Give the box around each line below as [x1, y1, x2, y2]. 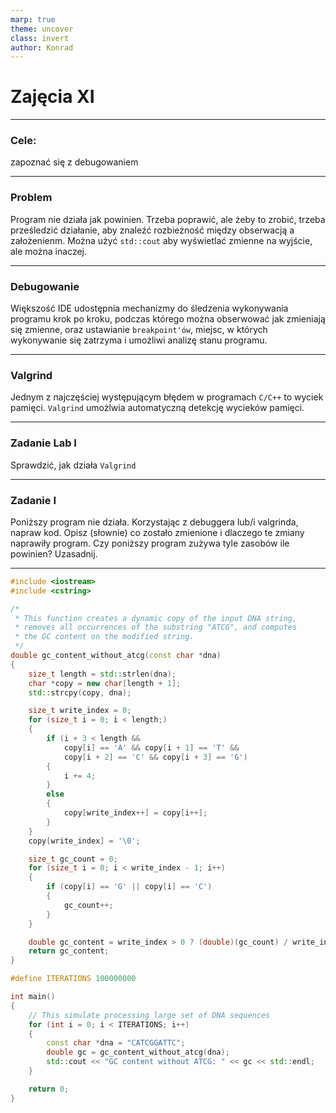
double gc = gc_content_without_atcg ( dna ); [46, 1047, 230, 1058]
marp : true [10, 14, 56, 25]
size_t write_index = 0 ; [28, 706, 132, 716]
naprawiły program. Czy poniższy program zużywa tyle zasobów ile [10, 537, 290, 549]
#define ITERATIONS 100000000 [10, 974, 137, 984]
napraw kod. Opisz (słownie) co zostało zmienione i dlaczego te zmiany [10, 526, 305, 538]
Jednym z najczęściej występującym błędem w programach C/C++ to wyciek [10, 391, 324, 403]
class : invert [10, 33, 70, 43]
